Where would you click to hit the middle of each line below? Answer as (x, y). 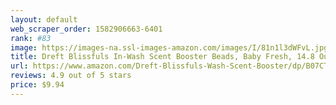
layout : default (44, 19)
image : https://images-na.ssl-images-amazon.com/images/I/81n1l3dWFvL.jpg (169, 47)
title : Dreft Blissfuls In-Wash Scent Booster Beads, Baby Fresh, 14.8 (162, 57)
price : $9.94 (37, 85)
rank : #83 (31, 38)
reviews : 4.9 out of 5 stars (71, 76)
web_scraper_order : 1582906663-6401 (86, 29)
